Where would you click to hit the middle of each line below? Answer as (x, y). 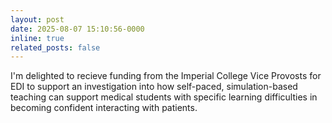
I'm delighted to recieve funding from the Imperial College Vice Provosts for (166, 76)
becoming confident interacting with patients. (104, 108)
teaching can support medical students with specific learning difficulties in (164, 97)
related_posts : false (55, 47)
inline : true (37, 38)
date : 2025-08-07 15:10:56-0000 (77, 29)
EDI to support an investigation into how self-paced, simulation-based (154, 87)
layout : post (37, 19)
